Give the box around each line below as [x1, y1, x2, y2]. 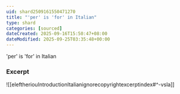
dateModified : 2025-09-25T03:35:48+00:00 [6, 36, 110, 42]
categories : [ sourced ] [6, 25, 62, 32]
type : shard [6, 20, 36, 26]
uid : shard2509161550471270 [6, 8, 76, 15]
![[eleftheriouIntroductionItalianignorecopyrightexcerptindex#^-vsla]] [6, 81, 175, 88]
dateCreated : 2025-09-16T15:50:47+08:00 [6, 31, 108, 37]
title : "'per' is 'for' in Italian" [6, 14, 97, 20]
